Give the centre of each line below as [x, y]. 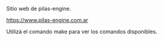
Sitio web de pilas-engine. [39, 9]
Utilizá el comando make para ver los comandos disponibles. [82, 31]
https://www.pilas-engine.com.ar [47, 20]
